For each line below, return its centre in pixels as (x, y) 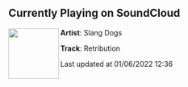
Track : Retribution (90, 48)
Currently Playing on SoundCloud (94, 13)
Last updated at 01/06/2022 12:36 (117, 64)
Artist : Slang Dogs (91, 32)
